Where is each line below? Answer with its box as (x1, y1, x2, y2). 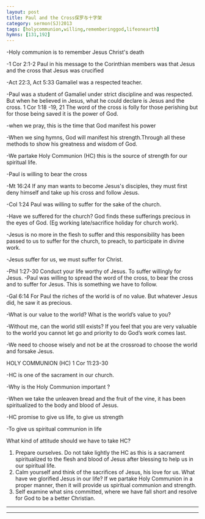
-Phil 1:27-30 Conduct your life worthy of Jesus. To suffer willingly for (6, 267, 182, 275)
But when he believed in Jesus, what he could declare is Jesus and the (6, 97, 185, 105)
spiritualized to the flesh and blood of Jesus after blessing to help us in (15, 455, 194, 463)
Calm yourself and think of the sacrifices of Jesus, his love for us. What (15, 469, 195, 476)
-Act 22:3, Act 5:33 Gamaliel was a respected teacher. (6, 79, 143, 86)
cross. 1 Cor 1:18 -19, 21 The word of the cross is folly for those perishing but (6, 103, 198, 111)
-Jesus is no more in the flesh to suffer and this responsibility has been (6, 231, 185, 239)
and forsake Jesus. (6, 348, 55, 355)
